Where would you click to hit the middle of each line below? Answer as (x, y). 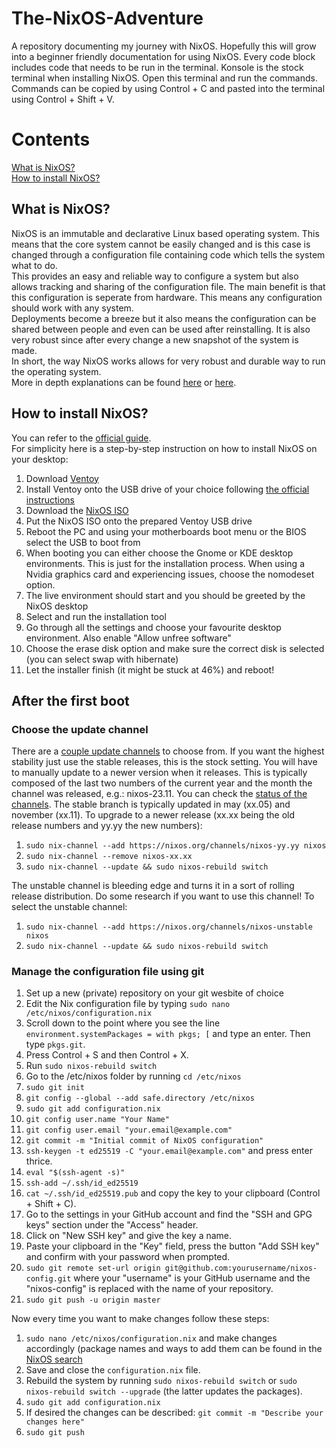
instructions (50, 499)
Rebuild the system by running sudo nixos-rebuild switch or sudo (161, 1381)
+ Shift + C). (51, 1204)
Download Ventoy (62, 478)
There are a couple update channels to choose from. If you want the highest (168, 751)
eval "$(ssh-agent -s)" (75, 1173)
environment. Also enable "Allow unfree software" (128, 638)
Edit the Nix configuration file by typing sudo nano (128, 1004)
